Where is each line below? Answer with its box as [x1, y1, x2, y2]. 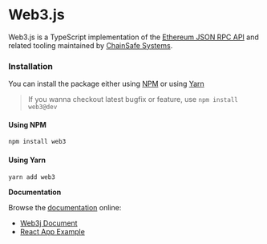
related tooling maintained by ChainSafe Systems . [8, 40, 173, 50]
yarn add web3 [8, 173, 56, 181]
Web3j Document [19, 218, 78, 228]
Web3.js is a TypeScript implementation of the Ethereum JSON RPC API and [8, 32, 259, 42]
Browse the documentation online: [8, 203, 122, 213]
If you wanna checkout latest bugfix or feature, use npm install [27, 95, 238, 104]
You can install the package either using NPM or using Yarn [8, 79, 204, 89]
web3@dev [27, 103, 58, 112]
